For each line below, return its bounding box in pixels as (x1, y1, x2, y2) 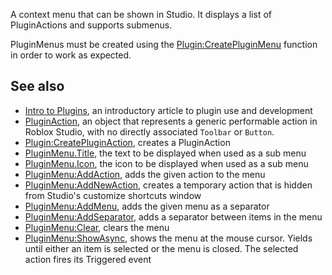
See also (10, 78, 65, 95)
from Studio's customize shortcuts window (24, 189, 202, 201)
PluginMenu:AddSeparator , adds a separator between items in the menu (24, 210, 323, 223)
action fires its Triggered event (24, 253, 152, 265)
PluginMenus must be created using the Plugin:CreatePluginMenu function (10, 39, 318, 50)
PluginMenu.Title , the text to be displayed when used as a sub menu (24, 147, 307, 159)
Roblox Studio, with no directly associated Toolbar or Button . (24, 125, 275, 138)
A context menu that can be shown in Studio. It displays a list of (10, 9, 272, 20)
